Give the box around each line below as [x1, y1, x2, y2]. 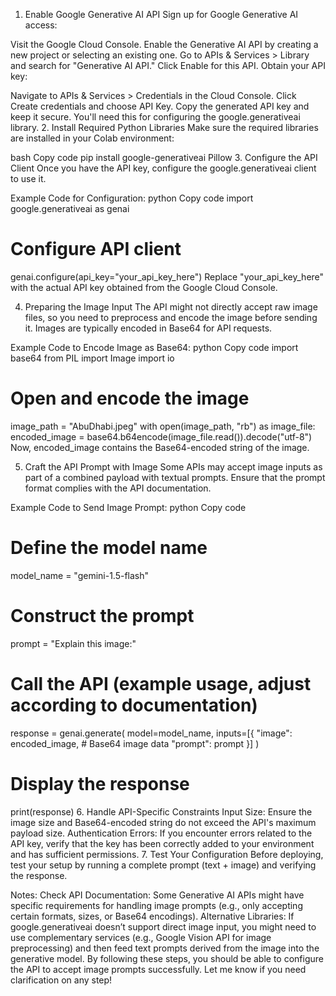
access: [24, 19, 58, 31]
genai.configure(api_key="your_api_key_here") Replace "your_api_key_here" [10, 270, 325, 283]
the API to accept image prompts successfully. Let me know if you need [10, 963, 307, 975]
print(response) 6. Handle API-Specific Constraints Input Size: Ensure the [10, 805, 313, 818]
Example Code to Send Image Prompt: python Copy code [10, 501, 247, 513]
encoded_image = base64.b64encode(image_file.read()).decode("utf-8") [10, 430, 313, 443]
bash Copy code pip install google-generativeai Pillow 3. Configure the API [10, 152, 318, 163]
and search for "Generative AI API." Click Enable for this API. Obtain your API [10, 60, 326, 71]
